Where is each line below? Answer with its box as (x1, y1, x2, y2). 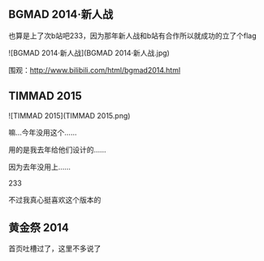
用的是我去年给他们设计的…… (8, 144, 107, 154)
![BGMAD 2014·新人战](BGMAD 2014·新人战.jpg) (8, 48, 171, 58)
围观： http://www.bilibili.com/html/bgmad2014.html (8, 65, 181, 75)
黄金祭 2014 (8, 221, 69, 235)
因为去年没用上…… (8, 161, 71, 172)
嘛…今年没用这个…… (8, 127, 77, 137)
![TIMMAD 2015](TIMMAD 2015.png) (8, 110, 131, 120)
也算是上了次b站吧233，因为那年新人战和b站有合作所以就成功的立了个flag (8, 31, 257, 41)
